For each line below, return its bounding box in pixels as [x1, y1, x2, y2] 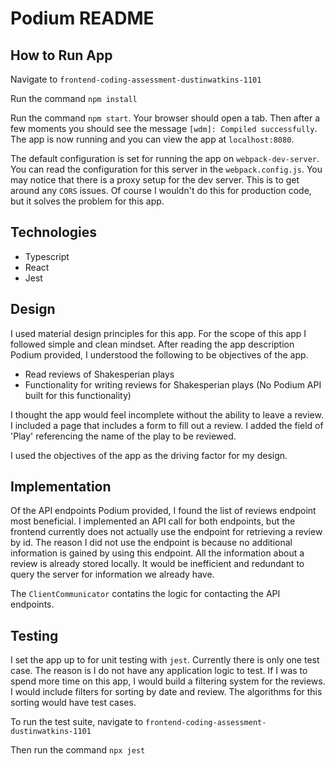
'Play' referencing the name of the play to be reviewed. [10, 430, 237, 442]
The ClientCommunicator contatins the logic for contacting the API [10, 588, 281, 600]
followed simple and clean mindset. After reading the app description [10, 338, 295, 350]
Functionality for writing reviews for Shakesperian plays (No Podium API [24, 378, 322, 391]
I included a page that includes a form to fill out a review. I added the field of [10, 419, 324, 431]
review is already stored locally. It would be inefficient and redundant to [10, 558, 305, 570]
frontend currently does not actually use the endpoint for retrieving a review [10, 526, 323, 538]
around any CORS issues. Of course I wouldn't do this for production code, [10, 185, 312, 196]
